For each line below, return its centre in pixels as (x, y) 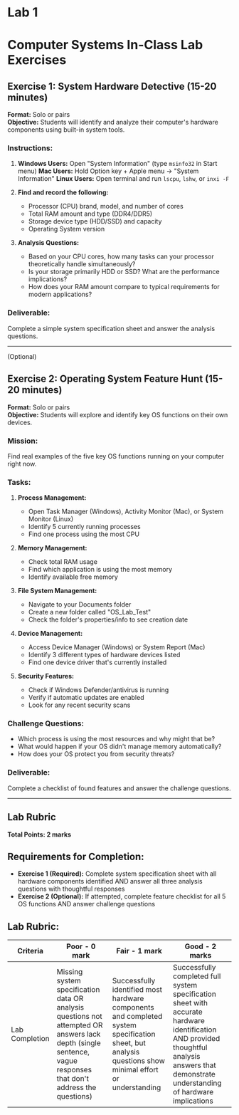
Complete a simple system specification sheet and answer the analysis (111, 328)
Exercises (37, 60)
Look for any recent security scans (79, 705)
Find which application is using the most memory (100, 570)
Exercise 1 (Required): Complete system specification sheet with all (117, 874)
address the (76, 1088)
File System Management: (57, 591)
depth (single (79, 1043)
